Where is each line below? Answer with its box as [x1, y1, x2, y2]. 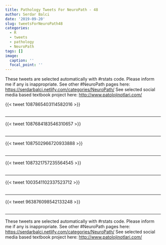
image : [5, 53, 19, 58]
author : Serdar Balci [5, 12, 50, 17]
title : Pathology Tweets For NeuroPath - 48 [5, 7, 98, 12]
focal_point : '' [9, 62, 43, 67]
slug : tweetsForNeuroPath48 [5, 21, 63, 26]
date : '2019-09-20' [5, 16, 45, 21]
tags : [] [5, 49, 23, 53]
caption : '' [9, 58, 35, 63]
